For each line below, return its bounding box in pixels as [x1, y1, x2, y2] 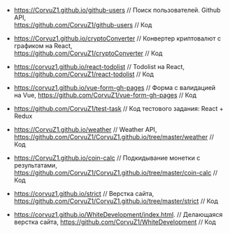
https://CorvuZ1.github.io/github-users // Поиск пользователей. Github [13, 6, 221, 14]
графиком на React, [13, 42, 73, 50]
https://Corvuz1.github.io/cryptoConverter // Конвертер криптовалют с [13, 34, 222, 43]
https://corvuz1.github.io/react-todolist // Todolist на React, [13, 63, 185, 70]
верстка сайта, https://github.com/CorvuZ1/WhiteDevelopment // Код [13, 218, 217, 226]
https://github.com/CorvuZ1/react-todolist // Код [13, 70, 154, 78]
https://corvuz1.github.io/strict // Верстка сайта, [13, 190, 154, 197]
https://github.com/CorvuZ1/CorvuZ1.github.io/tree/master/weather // [13, 133, 215, 141]
